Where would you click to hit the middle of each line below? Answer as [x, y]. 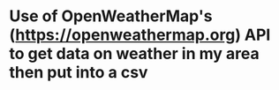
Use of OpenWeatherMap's [111, 16]
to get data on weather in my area [134, 54]
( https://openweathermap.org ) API [140, 35]
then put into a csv [79, 73]
